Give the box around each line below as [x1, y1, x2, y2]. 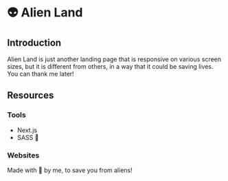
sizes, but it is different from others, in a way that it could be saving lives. [7, 63, 214, 70]
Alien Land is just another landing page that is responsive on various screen [7, 55, 222, 63]
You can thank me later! [7, 70, 74, 78]
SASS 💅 [16, 133, 39, 141]
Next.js [16, 126, 38, 134]
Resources [7, 89, 54, 101]
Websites [7, 150, 40, 160]
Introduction [7, 36, 62, 48]
